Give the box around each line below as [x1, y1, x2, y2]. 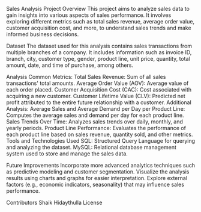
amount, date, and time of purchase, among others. [6, 61, 134, 69]
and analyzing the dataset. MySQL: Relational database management [6, 144, 177, 151]
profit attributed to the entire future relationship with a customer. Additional [6, 99, 192, 106]
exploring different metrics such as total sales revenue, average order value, [6, 18, 195, 25]
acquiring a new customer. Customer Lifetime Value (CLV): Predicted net [6, 93, 186, 99]
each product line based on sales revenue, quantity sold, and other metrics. [6, 131, 193, 138]
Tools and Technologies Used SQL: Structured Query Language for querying [6, 137, 196, 144]
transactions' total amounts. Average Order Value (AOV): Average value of [6, 79, 189, 87]
